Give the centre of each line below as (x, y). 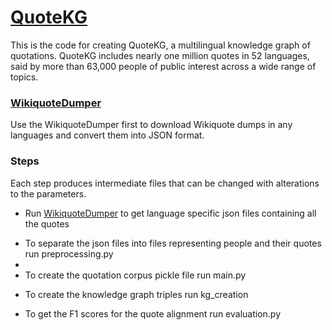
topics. (24, 77)
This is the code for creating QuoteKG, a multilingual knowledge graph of (160, 45)
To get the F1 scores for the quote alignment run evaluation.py (153, 313)
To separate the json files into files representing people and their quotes (173, 243)
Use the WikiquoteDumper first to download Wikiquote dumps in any (151, 125)
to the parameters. (48, 193)
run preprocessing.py (69, 253)
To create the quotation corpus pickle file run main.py (135, 275)
